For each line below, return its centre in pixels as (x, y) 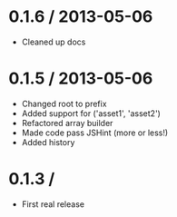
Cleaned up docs (54, 42)
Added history (48, 142)
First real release (53, 204)
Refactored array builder (67, 123)
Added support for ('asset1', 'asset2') (91, 113)
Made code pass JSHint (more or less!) (95, 133)
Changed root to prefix (64, 104)
